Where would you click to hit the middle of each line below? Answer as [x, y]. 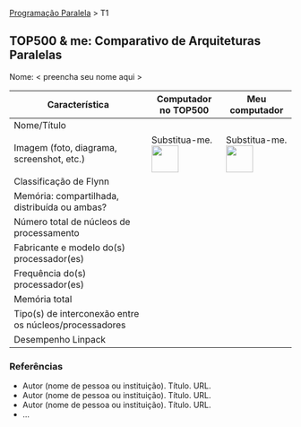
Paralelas [36, 55]
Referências [36, 366]
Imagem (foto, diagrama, [66, 147]
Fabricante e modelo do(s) [69, 248]
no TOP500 [185, 109]
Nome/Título [40, 125]
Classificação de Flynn [62, 181]
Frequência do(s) [50, 273]
